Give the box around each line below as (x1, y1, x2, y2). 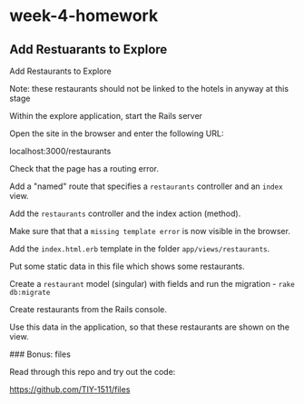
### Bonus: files (9, 349, 71, 360)
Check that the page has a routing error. (9, 163, 159, 173)
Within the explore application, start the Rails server (9, 111, 202, 121)
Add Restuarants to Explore (9, 42, 168, 57)
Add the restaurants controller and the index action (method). (9, 208, 241, 219)
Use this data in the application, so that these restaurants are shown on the (9, 321, 290, 332)
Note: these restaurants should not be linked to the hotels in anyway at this (9, 84, 289, 94)
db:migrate (9, 288, 51, 297)
